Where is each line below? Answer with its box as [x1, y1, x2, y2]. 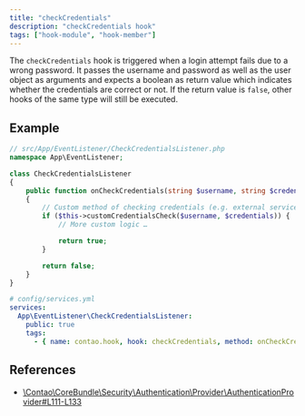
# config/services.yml [9, 295, 95, 304]
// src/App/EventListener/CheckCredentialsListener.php [9, 145, 225, 154]
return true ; [57, 237, 107, 246]
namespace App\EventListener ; [9, 153, 124, 162]
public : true [25, 320, 75, 330]
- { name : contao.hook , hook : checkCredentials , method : [33, 337, 254, 346]
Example [9, 120, 60, 136]
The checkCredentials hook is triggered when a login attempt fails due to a [9, 56, 289, 66]
